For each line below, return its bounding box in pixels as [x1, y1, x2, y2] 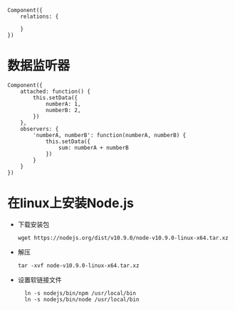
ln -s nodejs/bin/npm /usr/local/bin [24, 289, 137, 296]
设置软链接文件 [17, 275, 62, 284]
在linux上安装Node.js [7, 195, 134, 211]
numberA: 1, [45, 100, 81, 107]
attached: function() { [20, 88, 91, 95]
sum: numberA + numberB [58, 144, 130, 151]
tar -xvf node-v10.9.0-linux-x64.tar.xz [17, 261, 140, 269]
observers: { [20, 125, 59, 132]
